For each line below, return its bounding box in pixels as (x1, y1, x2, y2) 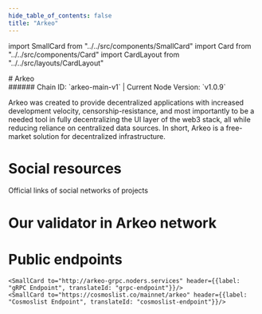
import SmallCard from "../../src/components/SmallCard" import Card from (8, 41, 252, 50)
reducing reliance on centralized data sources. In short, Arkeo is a (8, 123, 225, 133)
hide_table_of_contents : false (8, 11, 112, 20)
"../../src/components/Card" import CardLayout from (8, 50, 180, 59)
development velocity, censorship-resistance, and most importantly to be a (8, 105, 255, 116)
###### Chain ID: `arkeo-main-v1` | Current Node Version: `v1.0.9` (8, 81, 226, 92)
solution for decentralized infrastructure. (33, 131, 166, 141)
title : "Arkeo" (8, 19, 59, 27)
